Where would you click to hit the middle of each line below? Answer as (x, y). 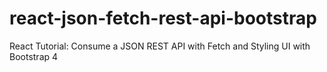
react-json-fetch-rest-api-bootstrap (163, 18)
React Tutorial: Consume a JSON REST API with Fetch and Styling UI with (160, 46)
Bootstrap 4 (34, 56)
